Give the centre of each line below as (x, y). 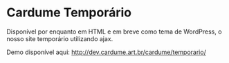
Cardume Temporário (69, 13)
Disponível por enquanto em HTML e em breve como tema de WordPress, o (114, 32)
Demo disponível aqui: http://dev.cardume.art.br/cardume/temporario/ (107, 52)
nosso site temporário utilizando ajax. (60, 38)
